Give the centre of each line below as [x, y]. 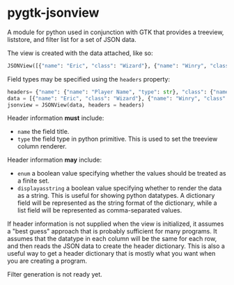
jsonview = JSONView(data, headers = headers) [76, 105]
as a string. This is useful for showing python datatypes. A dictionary [116, 196]
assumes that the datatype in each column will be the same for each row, [112, 239]
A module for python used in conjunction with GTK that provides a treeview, [116, 32]
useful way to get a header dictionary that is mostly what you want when [111, 254]
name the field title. [43, 132]
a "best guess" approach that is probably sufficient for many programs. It [112, 231]
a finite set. [33, 181]
